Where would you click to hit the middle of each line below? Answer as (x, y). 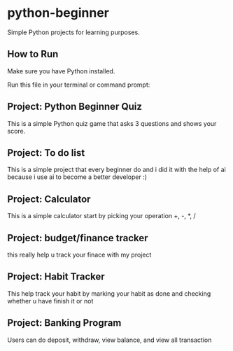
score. (16, 131)
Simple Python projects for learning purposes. (73, 32)
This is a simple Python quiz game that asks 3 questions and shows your (112, 123)
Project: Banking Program (64, 323)
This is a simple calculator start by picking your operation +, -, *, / (101, 216)
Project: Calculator (49, 199)
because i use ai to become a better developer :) (77, 177)
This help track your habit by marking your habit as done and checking (109, 293)
